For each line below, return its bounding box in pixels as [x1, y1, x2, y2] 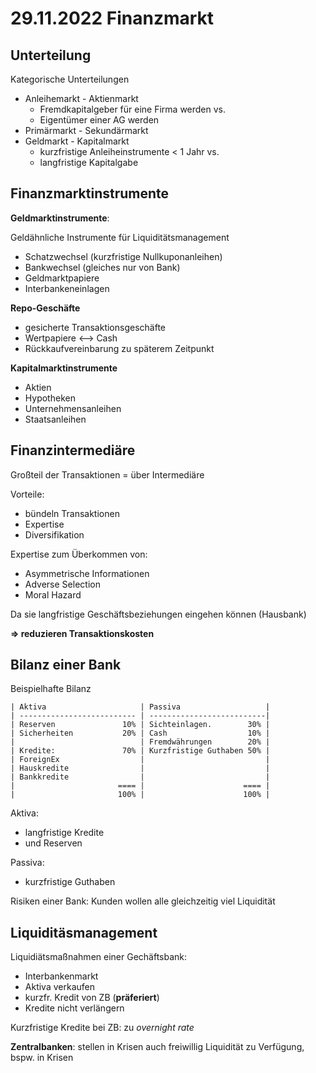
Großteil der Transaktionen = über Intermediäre [10, 468, 205, 481]
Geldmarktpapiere [24, 272, 100, 284]
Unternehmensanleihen [24, 402, 122, 414]
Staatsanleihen [24, 413, 87, 425]
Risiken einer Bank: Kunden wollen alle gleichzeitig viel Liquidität [10, 895, 276, 907]
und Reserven [24, 837, 83, 849]
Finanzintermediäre [10, 442, 136, 459]
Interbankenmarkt [24, 970, 99, 982]
